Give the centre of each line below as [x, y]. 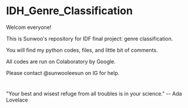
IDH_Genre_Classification [70, 11]
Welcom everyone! [29, 27]
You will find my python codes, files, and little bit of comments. [82, 50]
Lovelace [17, 100]
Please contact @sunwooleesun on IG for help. [63, 73]
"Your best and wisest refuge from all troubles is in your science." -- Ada [94, 94]
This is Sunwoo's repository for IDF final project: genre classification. [90, 38]
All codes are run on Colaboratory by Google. [61, 61]
